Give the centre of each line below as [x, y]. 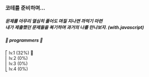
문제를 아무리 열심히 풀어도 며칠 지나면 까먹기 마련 [54, 21]
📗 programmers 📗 [24, 40]
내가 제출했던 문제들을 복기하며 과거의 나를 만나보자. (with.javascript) [75, 27]
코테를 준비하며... [25, 8]
